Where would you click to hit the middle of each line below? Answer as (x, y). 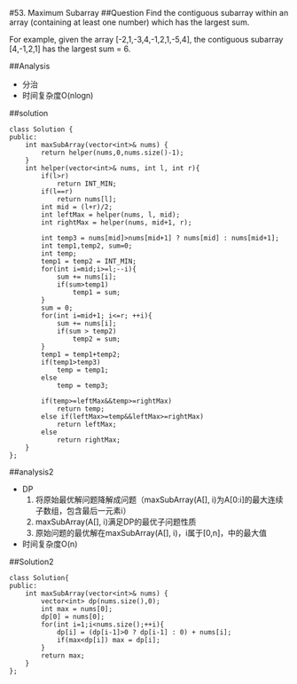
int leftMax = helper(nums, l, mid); (110, 215)
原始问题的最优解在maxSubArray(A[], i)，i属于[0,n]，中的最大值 (151, 533)
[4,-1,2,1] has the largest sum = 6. (70, 49)
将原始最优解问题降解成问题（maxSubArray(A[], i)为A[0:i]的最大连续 (159, 499)
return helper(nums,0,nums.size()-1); (113, 153)
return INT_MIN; (86, 184)
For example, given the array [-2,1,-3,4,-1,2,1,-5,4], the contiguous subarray (146, 39)
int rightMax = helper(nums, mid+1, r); (117, 223)
